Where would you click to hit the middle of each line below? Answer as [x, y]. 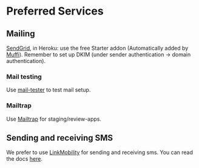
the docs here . [24, 159]
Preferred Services [55, 11]
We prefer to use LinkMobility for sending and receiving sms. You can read [99, 152]
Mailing [21, 34]
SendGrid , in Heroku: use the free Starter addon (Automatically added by [97, 48]
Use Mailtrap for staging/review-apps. [54, 119]
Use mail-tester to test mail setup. [49, 90]
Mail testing [24, 76]
